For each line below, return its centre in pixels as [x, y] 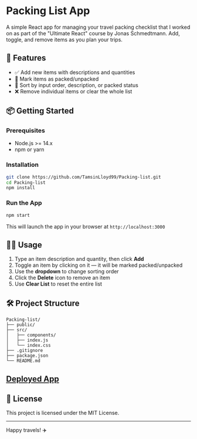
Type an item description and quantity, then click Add [79, 259]
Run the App [24, 203]
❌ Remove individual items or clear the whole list [73, 91]
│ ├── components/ [31, 335]
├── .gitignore [25, 351]
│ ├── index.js [27, 340]
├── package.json [27, 356]
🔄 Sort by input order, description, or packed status [77, 85]
